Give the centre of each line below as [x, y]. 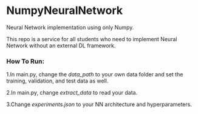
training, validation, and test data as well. [57, 81]
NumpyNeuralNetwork [65, 11]
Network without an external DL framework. [61, 45]
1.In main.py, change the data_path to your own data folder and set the [95, 75]
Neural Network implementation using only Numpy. [70, 27]
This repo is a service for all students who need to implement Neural [92, 39]
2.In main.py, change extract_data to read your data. [72, 93]
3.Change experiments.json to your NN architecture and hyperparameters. [99, 104]
